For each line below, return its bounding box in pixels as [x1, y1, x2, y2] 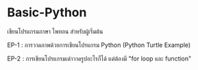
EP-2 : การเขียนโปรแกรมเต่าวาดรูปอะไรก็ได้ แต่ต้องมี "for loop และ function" [7, 54, 192, 63]
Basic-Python [7, 5, 87, 20]
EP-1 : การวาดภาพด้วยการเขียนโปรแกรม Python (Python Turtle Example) [7, 41, 191, 49]
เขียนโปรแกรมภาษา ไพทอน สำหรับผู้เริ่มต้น [7, 27, 103, 35]
